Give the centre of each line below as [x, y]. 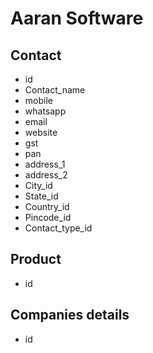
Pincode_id [48, 217]
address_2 [46, 175]
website [41, 132]
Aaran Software [77, 18]
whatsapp [45, 111]
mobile [38, 100]
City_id [38, 185]
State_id [41, 196]
